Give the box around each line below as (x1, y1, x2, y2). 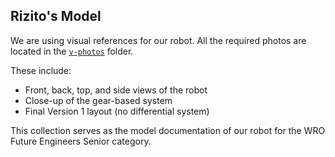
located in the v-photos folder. (10, 45, 134, 57)
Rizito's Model (10, 8, 102, 25)
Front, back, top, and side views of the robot (24, 84, 208, 96)
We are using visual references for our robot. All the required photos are (10, 34, 307, 46)
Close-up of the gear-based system (24, 94, 173, 106)
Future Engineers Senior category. (10, 135, 152, 147)
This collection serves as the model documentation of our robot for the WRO (10, 124, 326, 136)
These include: (10, 64, 72, 76)
